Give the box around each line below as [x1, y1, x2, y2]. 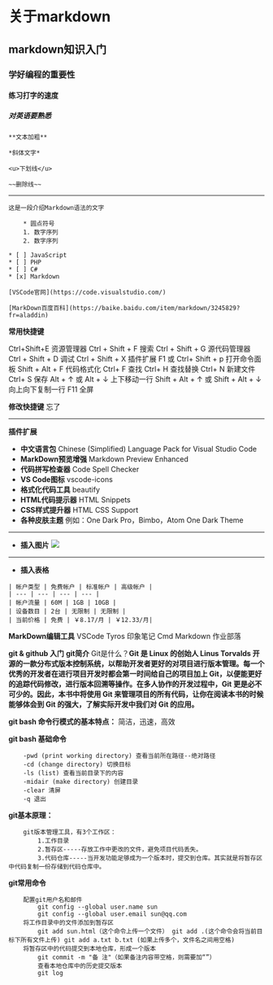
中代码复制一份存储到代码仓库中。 [8, 863, 106, 871]
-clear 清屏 [23, 786, 61, 795]
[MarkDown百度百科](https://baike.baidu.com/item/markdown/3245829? [8, 304, 240, 313]
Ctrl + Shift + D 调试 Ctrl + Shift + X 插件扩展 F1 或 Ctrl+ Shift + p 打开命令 [8, 354, 254, 364]
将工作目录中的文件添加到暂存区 [23, 919, 115, 927]
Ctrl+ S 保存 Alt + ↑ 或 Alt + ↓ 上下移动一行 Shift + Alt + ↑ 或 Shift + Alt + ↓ [8, 374, 262, 384]
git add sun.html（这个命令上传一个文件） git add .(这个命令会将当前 [37, 927, 258, 936]
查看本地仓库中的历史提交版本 [37, 962, 123, 970]
